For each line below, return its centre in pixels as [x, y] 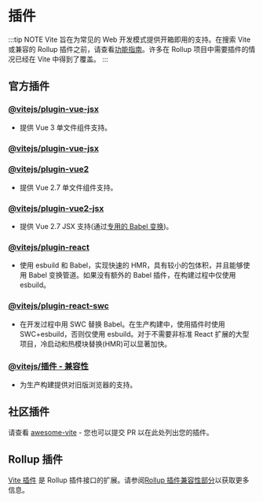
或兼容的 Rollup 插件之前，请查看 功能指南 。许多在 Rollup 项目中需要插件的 [128, 49]
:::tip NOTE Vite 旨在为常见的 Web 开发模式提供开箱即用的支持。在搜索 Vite [130, 39]
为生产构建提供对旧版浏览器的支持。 [78, 385]
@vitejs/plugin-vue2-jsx [56, 208]
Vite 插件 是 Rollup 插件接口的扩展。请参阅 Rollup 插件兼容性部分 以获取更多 [129, 480]
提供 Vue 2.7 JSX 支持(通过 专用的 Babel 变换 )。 [96, 227]
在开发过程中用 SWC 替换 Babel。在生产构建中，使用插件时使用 [122, 324]
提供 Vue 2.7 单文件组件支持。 [68, 187]
